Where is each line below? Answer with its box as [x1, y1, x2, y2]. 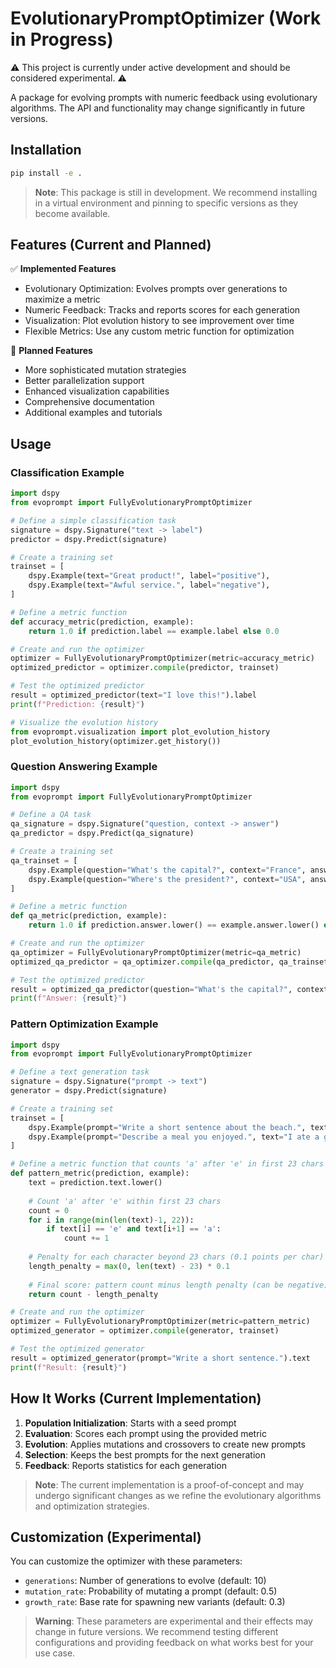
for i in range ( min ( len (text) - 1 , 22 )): [28, 1215, 195, 1225]
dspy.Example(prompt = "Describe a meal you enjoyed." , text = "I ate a [28, 1132, 320, 1142]
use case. [34, 1647, 76, 1659]
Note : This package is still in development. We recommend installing [34, 186, 318, 198]
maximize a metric [24, 293, 101, 306]
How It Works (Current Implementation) [10, 1390, 262, 1407]
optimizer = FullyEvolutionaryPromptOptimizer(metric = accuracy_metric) [10, 653, 315, 664]
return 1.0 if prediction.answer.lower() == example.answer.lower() [28, 920, 320, 931]
